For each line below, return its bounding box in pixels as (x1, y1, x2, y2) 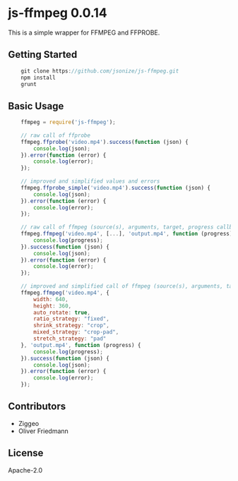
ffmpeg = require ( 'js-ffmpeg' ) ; (20, 118, 116, 126)
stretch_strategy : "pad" (33, 335, 107, 343)
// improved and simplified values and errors (20, 178, 160, 185)
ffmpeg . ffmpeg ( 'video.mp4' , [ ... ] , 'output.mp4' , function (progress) (20, 231, 233, 238)
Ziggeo (18, 419, 40, 427)
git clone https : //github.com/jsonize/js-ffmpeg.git (20, 67, 179, 75)
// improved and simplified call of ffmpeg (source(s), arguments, (20, 283, 223, 290)
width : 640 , (33, 296, 69, 303)
